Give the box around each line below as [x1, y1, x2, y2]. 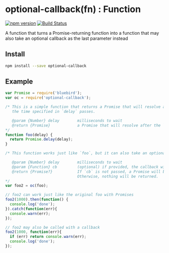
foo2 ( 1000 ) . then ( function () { [5, 197, 69, 202]
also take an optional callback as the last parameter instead [5, 35, 128, 41]
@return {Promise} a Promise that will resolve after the [12, 122, 161, 128]
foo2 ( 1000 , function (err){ [5, 229, 62, 235]
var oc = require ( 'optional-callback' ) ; [5, 95, 92, 100]
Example [5, 77, 33, 86]
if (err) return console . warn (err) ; [10, 234, 87, 239]
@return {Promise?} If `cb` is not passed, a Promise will [12, 169, 161, 174]
